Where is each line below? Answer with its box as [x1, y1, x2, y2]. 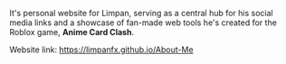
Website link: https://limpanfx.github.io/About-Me [9, 44, 194, 55]
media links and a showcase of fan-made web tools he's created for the [9, 17, 278, 28]
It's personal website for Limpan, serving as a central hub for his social [9, 8, 273, 18]
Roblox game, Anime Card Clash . [9, 27, 134, 37]
